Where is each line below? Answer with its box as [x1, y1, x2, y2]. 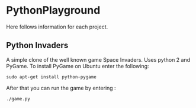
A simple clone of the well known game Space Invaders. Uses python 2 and [6, 56, 191, 63]
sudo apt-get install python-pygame [6, 74, 97, 80]
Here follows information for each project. [6, 23, 108, 30]
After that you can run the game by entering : [6, 84, 117, 91]
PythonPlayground [6, 4, 101, 17]
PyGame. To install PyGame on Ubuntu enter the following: [6, 62, 149, 69]
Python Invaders [6, 40, 69, 50]
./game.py [6, 96, 31, 101]
